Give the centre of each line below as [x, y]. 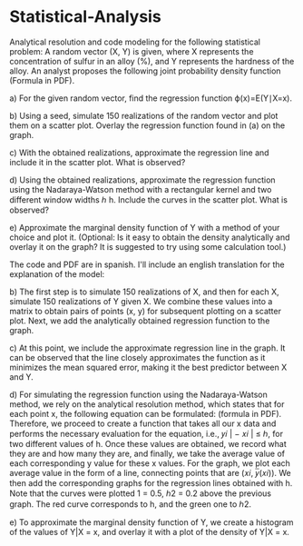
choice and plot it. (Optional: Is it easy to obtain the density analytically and [150, 237]
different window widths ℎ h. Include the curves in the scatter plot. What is [149, 199]
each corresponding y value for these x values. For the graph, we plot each [150, 463]
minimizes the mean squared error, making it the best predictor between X [148, 367]
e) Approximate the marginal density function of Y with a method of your [145, 227]
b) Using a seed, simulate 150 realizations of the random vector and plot [144, 115]
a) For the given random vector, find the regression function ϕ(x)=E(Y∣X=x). [151, 98]
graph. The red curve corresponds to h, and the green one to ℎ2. [131, 504]
